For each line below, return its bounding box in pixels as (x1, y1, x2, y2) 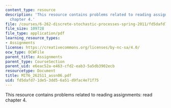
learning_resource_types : (5, 36, 60, 41)
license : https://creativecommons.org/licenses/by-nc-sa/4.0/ (5, 45, 140, 50)
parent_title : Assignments (5, 54, 63, 60)
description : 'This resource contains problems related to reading (5, 12, 152, 17)
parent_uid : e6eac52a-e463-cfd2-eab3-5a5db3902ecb (5, 64, 115, 69)
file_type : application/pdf (5, 31, 65, 36)
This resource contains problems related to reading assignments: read (5, 91, 153, 97)
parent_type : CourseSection (5, 59, 65, 64)
